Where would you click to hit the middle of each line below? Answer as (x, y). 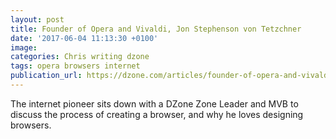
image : (24, 47)
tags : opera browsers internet (75, 66)
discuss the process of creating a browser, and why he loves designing (157, 114)
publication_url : (46, 76)
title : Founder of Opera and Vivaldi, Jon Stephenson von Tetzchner (156, 29)
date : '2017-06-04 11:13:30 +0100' (84, 38)
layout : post (37, 19)
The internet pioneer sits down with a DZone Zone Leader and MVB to (154, 103)
